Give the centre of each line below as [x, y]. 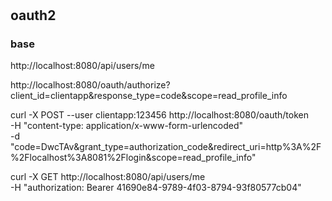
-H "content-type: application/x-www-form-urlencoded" [127, 126]
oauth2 [33, 15]
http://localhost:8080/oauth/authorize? [90, 85]
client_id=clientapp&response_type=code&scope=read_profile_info [149, 96]
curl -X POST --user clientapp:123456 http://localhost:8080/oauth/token [159, 115]
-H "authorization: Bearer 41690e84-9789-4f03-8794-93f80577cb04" [156, 188]
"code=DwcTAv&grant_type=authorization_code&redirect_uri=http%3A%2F [166, 147]
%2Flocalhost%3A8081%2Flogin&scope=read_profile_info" [133, 158]
